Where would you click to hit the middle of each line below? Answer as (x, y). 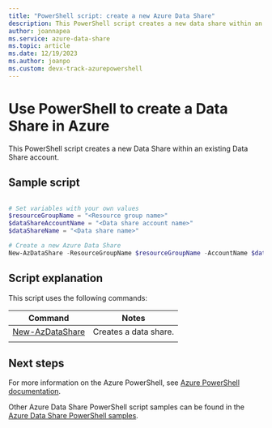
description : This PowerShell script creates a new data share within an (136, 24)
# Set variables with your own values (74, 208)
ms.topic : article (39, 46)
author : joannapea (39, 31)
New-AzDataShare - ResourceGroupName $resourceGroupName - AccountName (128, 253)
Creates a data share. (134, 332)
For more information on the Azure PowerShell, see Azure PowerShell (124, 383)
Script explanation (56, 278)
